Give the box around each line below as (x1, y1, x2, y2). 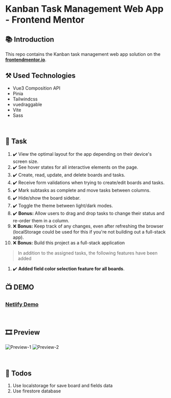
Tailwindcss (12, 96, 38, 102)
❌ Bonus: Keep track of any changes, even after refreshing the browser (12, 223, 164, 229)
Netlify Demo (5, 301, 39, 308)
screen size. (12, 158, 39, 164)
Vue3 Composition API (12, 85, 61, 91)
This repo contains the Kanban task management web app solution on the (5, 51, 161, 57)
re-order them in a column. (12, 217, 70, 223)
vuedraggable (12, 101, 42, 108)
